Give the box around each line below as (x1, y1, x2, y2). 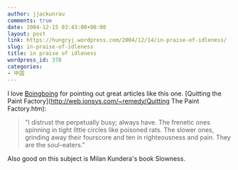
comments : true (7, 17, 53, 24)
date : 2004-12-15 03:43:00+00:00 (7, 23, 107, 30)
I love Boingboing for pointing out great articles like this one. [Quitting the (7, 89, 222, 98)
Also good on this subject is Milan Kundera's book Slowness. (7, 154, 186, 163)
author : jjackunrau (7, 10, 65, 18)
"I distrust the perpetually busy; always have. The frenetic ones (24, 118, 211, 126)
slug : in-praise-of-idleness (7, 43, 94, 50)
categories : (7, 63, 43, 70)
